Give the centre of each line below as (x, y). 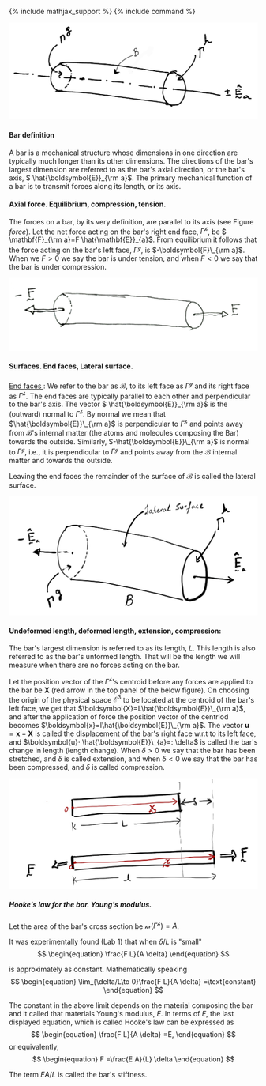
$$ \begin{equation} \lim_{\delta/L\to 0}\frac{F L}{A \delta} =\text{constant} (133, 982)
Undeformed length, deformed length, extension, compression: (115, 631)
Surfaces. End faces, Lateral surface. (71, 366)
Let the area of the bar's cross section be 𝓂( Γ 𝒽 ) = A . (94, 926)
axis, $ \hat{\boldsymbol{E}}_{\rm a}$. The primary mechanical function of (131, 178)
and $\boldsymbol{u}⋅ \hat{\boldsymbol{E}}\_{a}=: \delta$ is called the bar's (133, 742)
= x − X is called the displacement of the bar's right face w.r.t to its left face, (133, 733)
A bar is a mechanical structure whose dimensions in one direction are (124, 153)
